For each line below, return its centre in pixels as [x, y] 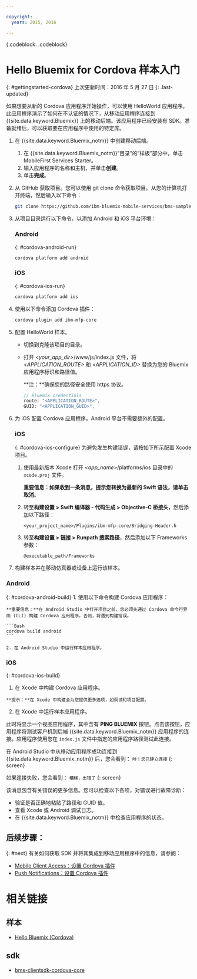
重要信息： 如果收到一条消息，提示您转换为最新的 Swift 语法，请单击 [106, 487]
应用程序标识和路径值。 [52, 372]
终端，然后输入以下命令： [51, 195]
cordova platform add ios [46, 297]
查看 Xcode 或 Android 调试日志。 [56, 810]
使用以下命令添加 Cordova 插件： [55, 309]
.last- [167, 87]
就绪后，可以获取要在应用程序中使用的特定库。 [68, 128]
